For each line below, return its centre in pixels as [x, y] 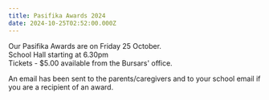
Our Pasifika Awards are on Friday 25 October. [85, 46]
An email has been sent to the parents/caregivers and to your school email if [134, 78]
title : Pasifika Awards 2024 [57, 16]
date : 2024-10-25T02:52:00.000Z [62, 23]
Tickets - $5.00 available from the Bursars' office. [90, 63]
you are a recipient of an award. [61, 87]
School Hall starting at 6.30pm [59, 54]
